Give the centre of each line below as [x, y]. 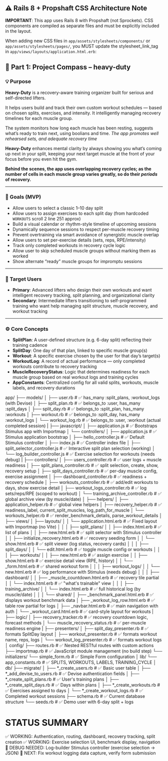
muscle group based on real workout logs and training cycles [75, 377]
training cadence [30, 345]
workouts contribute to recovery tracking [54, 366]
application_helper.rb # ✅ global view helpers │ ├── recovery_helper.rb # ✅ [84, 504]
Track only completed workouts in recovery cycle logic [69, 245]
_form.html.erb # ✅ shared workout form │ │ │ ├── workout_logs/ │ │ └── [82, 566]
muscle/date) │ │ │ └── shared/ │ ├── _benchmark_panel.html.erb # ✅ [79, 595]
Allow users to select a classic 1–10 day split [58, 208]
